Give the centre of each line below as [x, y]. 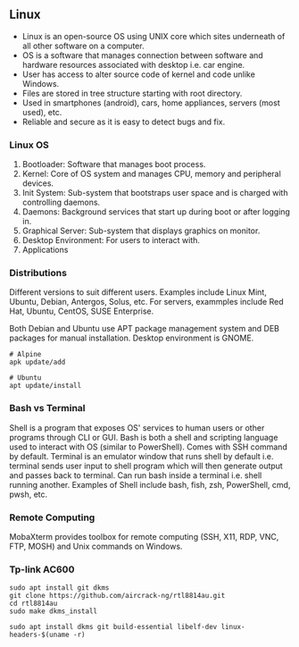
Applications [45, 250]
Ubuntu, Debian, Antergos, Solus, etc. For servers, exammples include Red [146, 302]
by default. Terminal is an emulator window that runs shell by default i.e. [141, 456]
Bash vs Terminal [48, 408]
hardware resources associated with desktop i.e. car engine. [133, 64]
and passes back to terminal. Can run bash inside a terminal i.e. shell [136, 475]
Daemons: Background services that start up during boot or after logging [156, 212]
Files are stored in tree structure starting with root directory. [132, 93]
